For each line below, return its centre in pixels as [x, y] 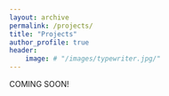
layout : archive [39, 17]
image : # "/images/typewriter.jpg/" [93, 59]
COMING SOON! [39, 84]
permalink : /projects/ [51, 26]
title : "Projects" [43, 34]
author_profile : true [49, 42]
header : [24, 51]
